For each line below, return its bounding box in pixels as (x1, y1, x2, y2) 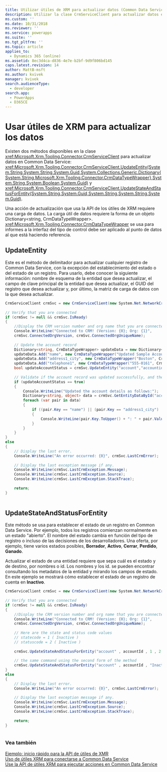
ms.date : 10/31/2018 (5, 21, 48, 26)
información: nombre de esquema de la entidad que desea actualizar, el (5, 275, 152, 281)
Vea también (5, 739, 36, 746)
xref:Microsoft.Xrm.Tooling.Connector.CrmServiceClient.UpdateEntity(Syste (5, 164, 161, 170)
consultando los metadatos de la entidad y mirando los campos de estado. (5, 569, 158, 575)
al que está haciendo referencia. (5, 232, 71, 238)
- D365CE (9, 100, 28, 105)
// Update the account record (14, 342, 77, 347)
